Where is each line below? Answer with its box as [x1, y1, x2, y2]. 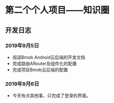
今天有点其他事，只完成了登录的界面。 [12, 93, 91, 99]
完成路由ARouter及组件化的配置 [12, 60, 77, 66]
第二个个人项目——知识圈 [5, 4, 110, 16]
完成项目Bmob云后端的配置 [12, 67, 68, 73]
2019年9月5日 [5, 42, 39, 49]
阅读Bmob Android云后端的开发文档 [12, 54, 86, 60]
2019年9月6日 [5, 80, 40, 87]
